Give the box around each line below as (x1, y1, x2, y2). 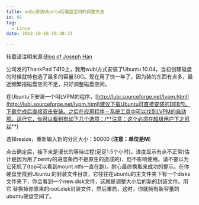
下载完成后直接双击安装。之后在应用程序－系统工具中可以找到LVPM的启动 (6, 108, 187, 115)
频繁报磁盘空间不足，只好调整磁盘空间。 (11, 81, 110, 88)
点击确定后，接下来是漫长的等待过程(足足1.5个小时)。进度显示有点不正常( (6, 148, 185, 155)
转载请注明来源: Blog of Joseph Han (6, 53, 93, 60)
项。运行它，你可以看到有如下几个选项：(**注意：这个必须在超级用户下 (6, 115, 179, 122)
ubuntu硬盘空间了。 (6, 193, 55, 200)
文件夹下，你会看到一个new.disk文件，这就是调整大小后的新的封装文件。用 (6, 178, 188, 185)
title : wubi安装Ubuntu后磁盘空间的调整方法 (6, 8, 105, 15)
